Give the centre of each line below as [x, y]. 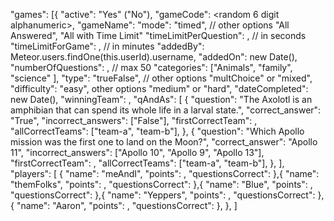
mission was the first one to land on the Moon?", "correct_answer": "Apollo [164, 142]
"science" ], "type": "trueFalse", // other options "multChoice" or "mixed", [161, 78]
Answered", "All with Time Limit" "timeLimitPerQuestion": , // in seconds [158, 35]
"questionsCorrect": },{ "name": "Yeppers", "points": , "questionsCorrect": [163, 195]
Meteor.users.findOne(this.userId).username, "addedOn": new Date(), [154, 57]
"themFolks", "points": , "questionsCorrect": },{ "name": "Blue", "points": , [161, 184]
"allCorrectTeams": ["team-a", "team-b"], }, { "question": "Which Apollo [157, 131]
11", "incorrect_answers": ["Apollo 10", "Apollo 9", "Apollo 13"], [137, 152]
